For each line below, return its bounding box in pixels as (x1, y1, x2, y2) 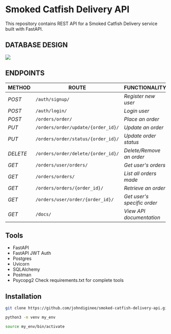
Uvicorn (12, 261, 30, 267)
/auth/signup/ (35, 96, 70, 102)
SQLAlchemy (12, 267, 40, 273)
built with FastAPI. (5, 26, 43, 32)
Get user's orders (124, 161, 166, 169)
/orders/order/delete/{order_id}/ (35, 151, 120, 156)
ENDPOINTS (5, 69, 45, 78)
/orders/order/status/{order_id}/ (35, 136, 120, 141)
